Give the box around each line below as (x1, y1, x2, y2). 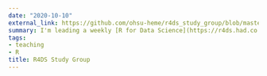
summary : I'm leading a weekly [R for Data (8, 26, 155, 34)
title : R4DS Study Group (8, 56, 91, 64)
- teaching (8, 41, 44, 49)
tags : (8, 33, 26, 42)
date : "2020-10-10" (8, 11, 73, 20)
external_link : (8, 19, 59, 27)
